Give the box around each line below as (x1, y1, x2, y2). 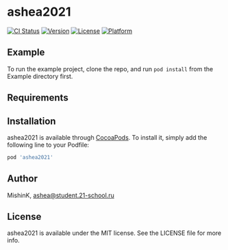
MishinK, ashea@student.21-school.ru (7, 191, 114, 199)
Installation (7, 115, 56, 127)
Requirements (7, 92, 68, 103)
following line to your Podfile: (7, 140, 90, 149)
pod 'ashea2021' (7, 153, 53, 161)
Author (7, 173, 38, 185)
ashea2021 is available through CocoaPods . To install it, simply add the (7, 133, 207, 141)
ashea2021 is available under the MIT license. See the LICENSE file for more (7, 229, 222, 237)
